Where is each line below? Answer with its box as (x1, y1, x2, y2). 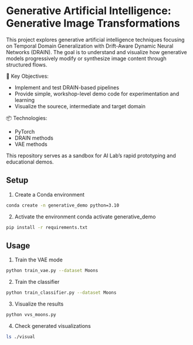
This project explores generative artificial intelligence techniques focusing (6, 36, 185, 43)
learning (14, 96, 35, 104)
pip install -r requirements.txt (6, 224, 88, 230)
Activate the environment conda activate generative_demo (14, 213, 156, 220)
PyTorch (14, 128, 35, 135)
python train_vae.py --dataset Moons (6, 268, 99, 274)
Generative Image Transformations (6, 16, 180, 30)
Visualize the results (14, 300, 64, 307)
